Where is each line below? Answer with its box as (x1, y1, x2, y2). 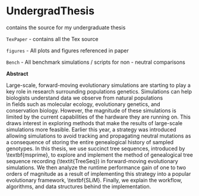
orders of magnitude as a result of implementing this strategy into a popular (6, 170, 191, 177)
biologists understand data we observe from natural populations (6, 94, 163, 101)
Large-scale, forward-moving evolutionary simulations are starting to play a (6, 82, 191, 89)
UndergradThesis (6, 4, 95, 18)
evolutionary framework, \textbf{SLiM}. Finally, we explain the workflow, (6, 176, 182, 183)
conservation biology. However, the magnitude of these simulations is (6, 107, 176, 114)
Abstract (6, 70, 29, 77)
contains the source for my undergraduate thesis (6, 24, 126, 31)
